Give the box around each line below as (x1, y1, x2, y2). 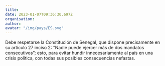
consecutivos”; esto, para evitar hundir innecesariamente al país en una (5, 50, 153, 56)
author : (5, 21, 22, 26)
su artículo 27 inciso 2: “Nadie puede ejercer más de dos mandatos (5, 45, 144, 51)
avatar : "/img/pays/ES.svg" (5, 26, 64, 31)
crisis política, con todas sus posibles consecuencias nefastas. (5, 55, 135, 61)
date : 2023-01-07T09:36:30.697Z (5, 12, 73, 17)
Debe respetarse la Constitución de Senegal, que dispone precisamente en (5, 39, 160, 45)
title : (5, 7, 19, 12)
